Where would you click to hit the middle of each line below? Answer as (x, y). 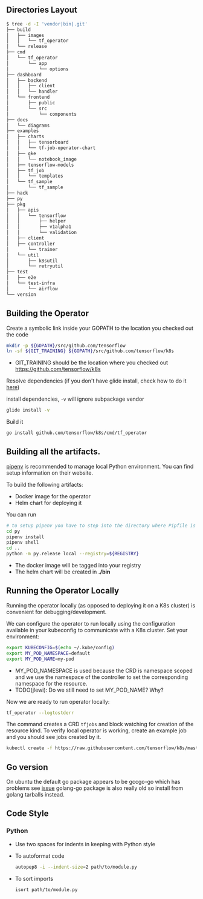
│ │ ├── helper (36, 221)
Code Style (27, 814)
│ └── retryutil (35, 266)
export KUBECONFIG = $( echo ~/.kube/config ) (60, 647)
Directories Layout (42, 10)
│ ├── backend (27, 80)
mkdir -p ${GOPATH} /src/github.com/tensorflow (66, 346)
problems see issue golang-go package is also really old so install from (95, 788)
